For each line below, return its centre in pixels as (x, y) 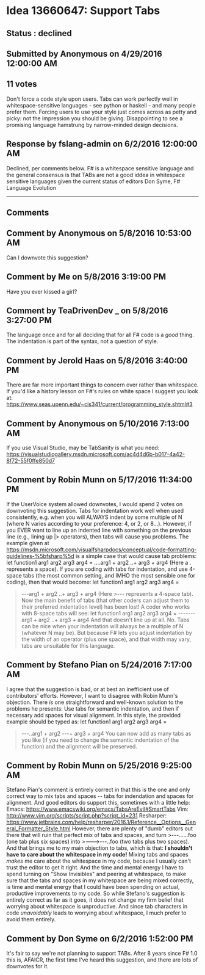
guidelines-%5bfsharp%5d (40, 556)
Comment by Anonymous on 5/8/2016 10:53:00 (99, 234)
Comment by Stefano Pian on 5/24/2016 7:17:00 (99, 665)
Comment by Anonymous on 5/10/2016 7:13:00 (98, 423)
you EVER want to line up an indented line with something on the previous (99, 530)
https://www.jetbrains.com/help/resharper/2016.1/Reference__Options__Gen (101, 822)
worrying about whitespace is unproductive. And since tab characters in (97, 907)
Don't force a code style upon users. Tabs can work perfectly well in (92, 99)
